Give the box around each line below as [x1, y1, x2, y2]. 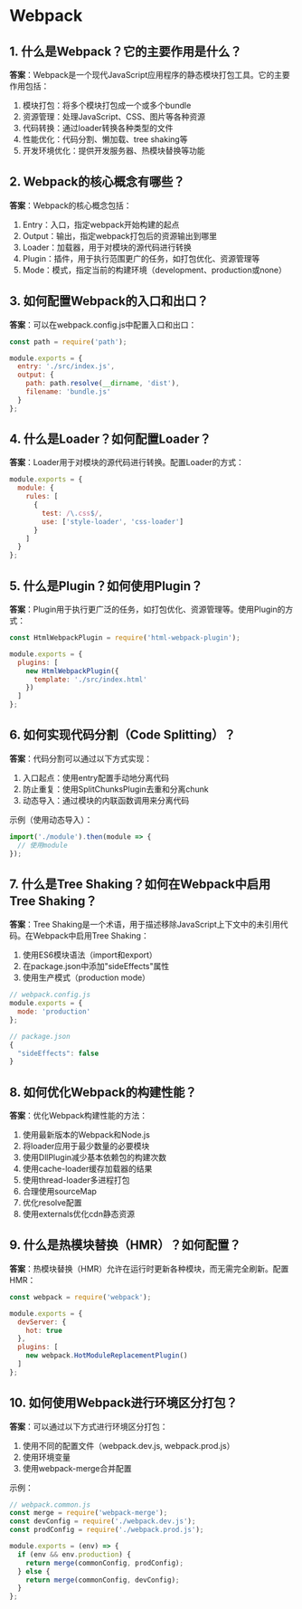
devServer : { [17, 1318, 67, 1327]
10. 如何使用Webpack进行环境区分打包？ [9, 1395, 238, 1411]
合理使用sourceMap [22, 1186, 98, 1197]
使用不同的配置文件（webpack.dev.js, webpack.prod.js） [22, 1440, 235, 1451]
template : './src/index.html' [33, 675, 147, 684]
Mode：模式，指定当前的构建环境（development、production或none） [22, 264, 288, 275]
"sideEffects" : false [17, 1049, 99, 1058]
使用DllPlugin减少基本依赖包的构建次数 [22, 1152, 167, 1163]
